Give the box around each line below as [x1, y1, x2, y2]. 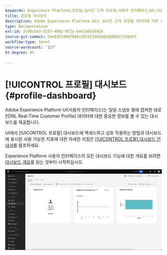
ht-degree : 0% [5, 50, 35, 55]
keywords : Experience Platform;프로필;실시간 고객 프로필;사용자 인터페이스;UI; [5, 8, 157, 13]
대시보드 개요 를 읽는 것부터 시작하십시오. [5, 159, 83, 165]
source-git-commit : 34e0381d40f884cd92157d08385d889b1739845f [5, 34, 137, 39]
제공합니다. [18, 120, 40, 126]
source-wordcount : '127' [5, 45, 57, 50]
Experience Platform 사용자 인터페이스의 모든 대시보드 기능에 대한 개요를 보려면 [5, 153, 161, 159]
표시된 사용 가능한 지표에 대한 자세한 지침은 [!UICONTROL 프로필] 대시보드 [10, 136, 156, 142]
